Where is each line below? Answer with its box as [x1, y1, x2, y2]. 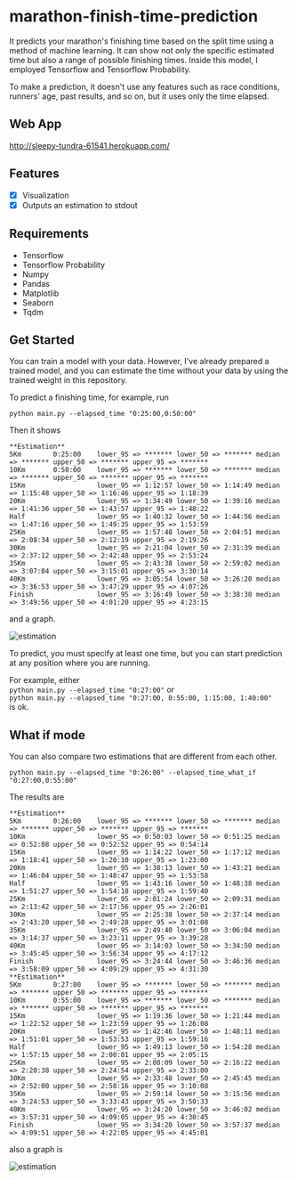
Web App [9, 117, 62, 132]
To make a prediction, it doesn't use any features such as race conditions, [9, 81, 280, 92]
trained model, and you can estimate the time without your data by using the [9, 365, 289, 376]
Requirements [9, 226, 89, 241]
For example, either [9, 675, 80, 686]
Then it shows [9, 425, 61, 435]
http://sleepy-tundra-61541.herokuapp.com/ [9, 140, 171, 151]
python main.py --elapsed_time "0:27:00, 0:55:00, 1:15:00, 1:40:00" [9, 694, 273, 703]
